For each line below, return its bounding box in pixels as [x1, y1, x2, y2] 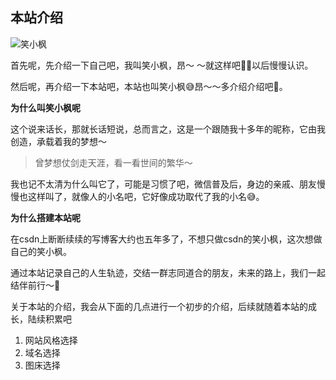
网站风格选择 [24, 334, 78, 346]
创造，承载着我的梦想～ [10, 135, 107, 147]
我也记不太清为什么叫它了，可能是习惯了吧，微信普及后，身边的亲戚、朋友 [10, 178, 317, 190]
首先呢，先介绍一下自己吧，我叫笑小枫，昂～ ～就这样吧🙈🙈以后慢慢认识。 [10, 59, 314, 71]
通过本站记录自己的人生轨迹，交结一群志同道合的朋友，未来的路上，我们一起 [10, 266, 326, 278]
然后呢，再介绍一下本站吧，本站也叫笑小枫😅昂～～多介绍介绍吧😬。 [10, 80, 288, 92]
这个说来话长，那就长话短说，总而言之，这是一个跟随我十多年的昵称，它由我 [10, 123, 326, 135]
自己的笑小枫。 [10, 245, 72, 257]
